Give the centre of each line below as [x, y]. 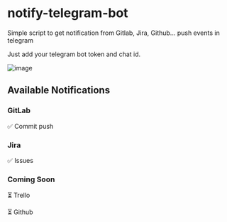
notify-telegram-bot [68, 13]
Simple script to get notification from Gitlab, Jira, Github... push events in [113, 33]
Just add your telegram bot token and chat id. [74, 54]
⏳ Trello [19, 195]
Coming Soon [31, 179]
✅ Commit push [31, 126]
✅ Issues [21, 160]
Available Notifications [59, 90]
